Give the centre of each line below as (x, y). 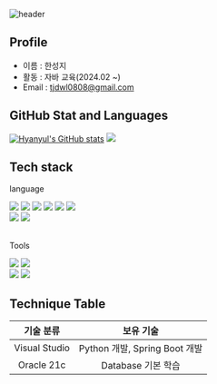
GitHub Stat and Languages (89, 116)
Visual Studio (42, 348)
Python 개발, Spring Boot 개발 (141, 349)
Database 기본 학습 (141, 366)
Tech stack (41, 167)
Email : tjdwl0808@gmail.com (78, 87)
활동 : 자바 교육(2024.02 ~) (71, 76)
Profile (29, 42)
